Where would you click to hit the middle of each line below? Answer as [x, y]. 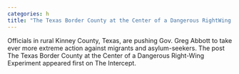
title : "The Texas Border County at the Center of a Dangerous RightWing [119, 20]
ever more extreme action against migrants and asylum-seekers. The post [116, 48]
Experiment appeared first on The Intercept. [72, 63]
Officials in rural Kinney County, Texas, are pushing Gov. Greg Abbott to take [120, 40]
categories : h [29, 14]
